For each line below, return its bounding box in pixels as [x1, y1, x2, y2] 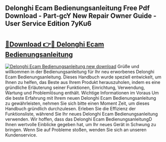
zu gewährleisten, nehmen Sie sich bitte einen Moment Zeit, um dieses [5, 100, 150, 106]
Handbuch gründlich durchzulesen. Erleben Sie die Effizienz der [5, 106, 136, 111]
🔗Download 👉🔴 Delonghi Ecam [5, 40, 105, 49]
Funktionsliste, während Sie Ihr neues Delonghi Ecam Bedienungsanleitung [5, 111, 158, 117]
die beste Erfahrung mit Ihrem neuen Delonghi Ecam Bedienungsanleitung [5, 95, 156, 101]
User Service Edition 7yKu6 [5, 19, 92, 28]
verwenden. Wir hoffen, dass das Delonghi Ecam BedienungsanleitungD [5, 116, 152, 122]
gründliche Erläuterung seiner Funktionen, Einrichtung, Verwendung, [5, 84, 145, 90]
